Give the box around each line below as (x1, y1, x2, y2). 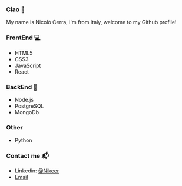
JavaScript (14, 62, 41, 69)
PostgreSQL (14, 102, 44, 109)
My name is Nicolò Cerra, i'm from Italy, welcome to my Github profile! (6, 19, 177, 26)
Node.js (14, 96, 34, 103)
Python (14, 137, 32, 144)
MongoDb (14, 108, 39, 115)
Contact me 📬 (6, 152, 49, 160)
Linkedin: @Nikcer (14, 167, 59, 174)
